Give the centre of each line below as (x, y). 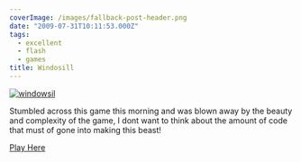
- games (32, 59)
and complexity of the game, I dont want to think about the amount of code (149, 120)
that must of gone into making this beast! (86, 130)
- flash (32, 51)
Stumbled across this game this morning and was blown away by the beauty (151, 111)
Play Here (27, 147)
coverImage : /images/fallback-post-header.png (98, 18)
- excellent (40, 43)
